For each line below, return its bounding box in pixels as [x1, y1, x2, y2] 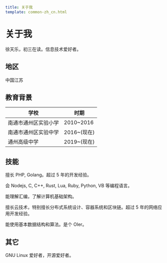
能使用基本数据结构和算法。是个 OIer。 [5, 221, 87, 227]
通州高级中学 [8, 138, 39, 145]
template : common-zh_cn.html [5, 9, 67, 15]
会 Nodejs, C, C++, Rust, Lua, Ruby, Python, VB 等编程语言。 [5, 183, 132, 189]
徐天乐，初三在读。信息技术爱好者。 [5, 46, 81, 52]
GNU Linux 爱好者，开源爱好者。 [5, 252, 74, 258]
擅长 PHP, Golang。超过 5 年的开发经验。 [5, 172, 92, 178]
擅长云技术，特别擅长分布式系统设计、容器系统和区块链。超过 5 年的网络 [5, 204, 158, 211]
